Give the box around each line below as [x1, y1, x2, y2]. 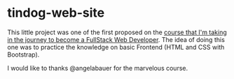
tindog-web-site [7, 5, 105, 21]
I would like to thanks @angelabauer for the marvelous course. [7, 64, 188, 72]
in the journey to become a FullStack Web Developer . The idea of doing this [7, 35, 226, 43]
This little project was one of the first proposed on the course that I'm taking [7, 28, 228, 36]
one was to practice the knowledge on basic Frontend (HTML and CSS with [7, 43, 225, 51]
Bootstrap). [7, 50, 40, 59]
